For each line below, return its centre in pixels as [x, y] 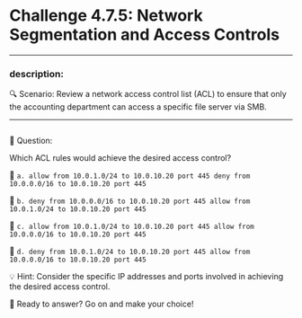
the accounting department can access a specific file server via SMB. [138, 107]
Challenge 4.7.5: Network [107, 16]
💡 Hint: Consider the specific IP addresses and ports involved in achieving [147, 277]
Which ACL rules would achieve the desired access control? [120, 158]
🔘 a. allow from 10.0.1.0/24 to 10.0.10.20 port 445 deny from [130, 175]
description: [37, 74]
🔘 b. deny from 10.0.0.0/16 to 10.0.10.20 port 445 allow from [130, 201]
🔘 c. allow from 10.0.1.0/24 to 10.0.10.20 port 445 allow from [132, 226]
